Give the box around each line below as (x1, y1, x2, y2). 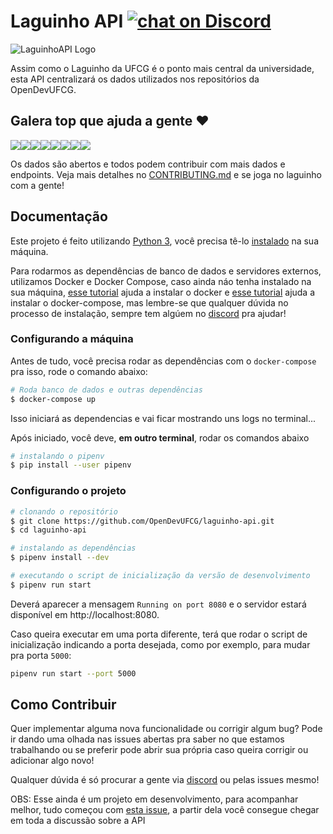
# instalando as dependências (10, 543, 137, 554)
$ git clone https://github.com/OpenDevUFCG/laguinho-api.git (10, 516, 275, 526)
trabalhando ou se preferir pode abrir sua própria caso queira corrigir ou (10, 744, 309, 756)
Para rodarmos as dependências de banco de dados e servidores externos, (10, 265, 322, 277)
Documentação (10, 208, 108, 225)
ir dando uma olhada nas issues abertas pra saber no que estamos (10, 733, 285, 745)
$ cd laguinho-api (10, 525, 87, 535)
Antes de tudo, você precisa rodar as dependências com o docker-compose (10, 355, 317, 367)
